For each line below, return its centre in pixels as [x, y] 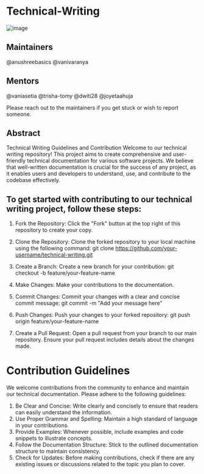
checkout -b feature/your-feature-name [65, 273]
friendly [16, 161]
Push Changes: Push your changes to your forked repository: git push [103, 315]
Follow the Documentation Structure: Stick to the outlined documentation [107, 445]
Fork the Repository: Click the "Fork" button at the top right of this [98, 224]
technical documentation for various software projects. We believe [110, 161]
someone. [19, 114]
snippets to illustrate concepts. [54, 438]
